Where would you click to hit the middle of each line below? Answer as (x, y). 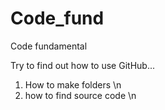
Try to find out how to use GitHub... (82, 65)
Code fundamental (49, 46)
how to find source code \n (80, 95)
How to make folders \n (73, 84)
